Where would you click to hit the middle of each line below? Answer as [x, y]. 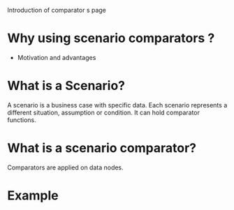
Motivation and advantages [57, 57]
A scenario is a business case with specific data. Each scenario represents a [117, 105]
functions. [22, 120]
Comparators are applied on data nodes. [65, 167]
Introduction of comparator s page [57, 10]
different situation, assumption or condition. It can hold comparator [104, 112]
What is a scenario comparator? [102, 148]
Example [33, 195]
